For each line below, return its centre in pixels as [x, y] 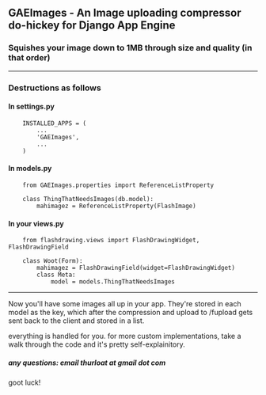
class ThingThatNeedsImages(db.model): [88, 199]
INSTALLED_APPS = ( [55, 123]
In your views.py [36, 223]
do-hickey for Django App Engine [92, 26]
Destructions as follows [55, 88]
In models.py [30, 169]
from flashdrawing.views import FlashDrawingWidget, [111, 241]
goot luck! [25, 382]
